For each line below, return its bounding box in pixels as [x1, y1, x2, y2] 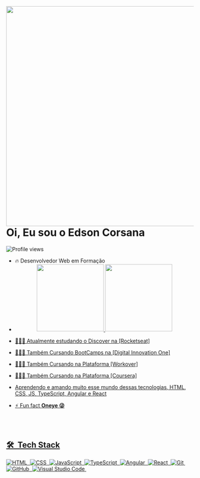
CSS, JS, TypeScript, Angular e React [14, 390, 107, 397]
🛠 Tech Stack [6, 440, 61, 450]
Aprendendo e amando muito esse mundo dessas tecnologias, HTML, [14, 383, 186, 390]
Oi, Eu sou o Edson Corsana [6, 226, 145, 239]
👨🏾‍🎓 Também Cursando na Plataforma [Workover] [14, 360, 138, 368]
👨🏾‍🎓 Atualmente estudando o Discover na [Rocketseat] [14, 337, 150, 344]
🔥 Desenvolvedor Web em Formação [14, 257, 105, 264]
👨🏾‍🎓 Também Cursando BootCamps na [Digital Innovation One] [14, 349, 171, 356]
